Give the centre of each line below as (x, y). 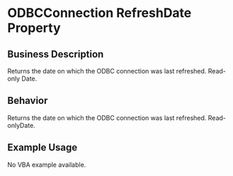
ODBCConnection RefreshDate (100, 13)
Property (34, 28)
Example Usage (42, 147)
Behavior (28, 101)
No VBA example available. (47, 165)
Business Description (56, 54)
